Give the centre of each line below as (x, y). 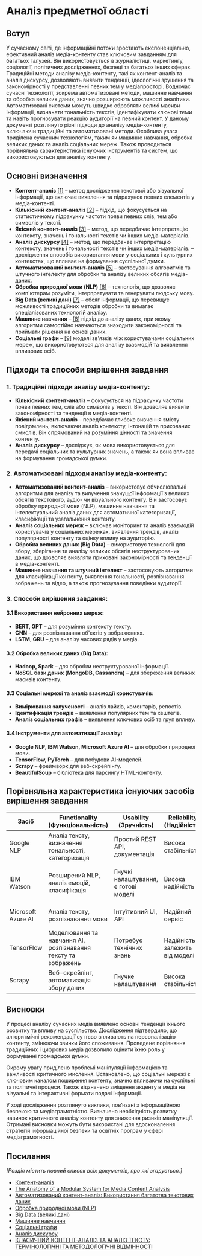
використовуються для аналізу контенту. (59, 157)
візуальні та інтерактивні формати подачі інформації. (74, 1094)
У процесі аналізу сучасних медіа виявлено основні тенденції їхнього (96, 1024)
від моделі (179, 955)
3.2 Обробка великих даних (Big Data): (57, 653)
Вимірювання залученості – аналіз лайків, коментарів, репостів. (99, 706)
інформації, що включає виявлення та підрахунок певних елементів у (105, 197)
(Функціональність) (78, 825)
